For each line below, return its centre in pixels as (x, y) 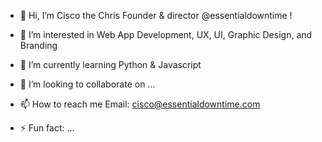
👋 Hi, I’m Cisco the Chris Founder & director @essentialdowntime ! (156, 15)
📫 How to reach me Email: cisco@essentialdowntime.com (140, 104)
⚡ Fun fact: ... (47, 128)
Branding (38, 45)
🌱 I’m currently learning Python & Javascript (110, 64)
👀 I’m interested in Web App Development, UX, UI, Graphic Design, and (166, 34)
